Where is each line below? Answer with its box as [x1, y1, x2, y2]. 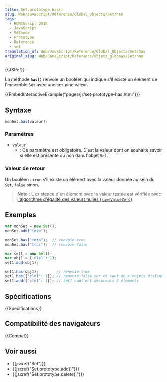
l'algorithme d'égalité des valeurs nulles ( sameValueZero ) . [17, 196, 134, 202]
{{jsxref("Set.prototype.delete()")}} [12, 371, 84, 377]
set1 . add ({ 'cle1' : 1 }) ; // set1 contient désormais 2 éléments [5, 278, 139, 283]
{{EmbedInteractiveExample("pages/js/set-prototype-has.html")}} [5, 91, 140, 97]
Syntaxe [5, 106, 31, 114]
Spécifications [5, 292, 51, 301]
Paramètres [5, 130, 34, 137]
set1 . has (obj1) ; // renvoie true [5, 269, 90, 274]
